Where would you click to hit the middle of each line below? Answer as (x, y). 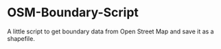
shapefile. (21, 38)
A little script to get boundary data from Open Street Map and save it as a (110, 31)
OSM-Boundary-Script (73, 13)
